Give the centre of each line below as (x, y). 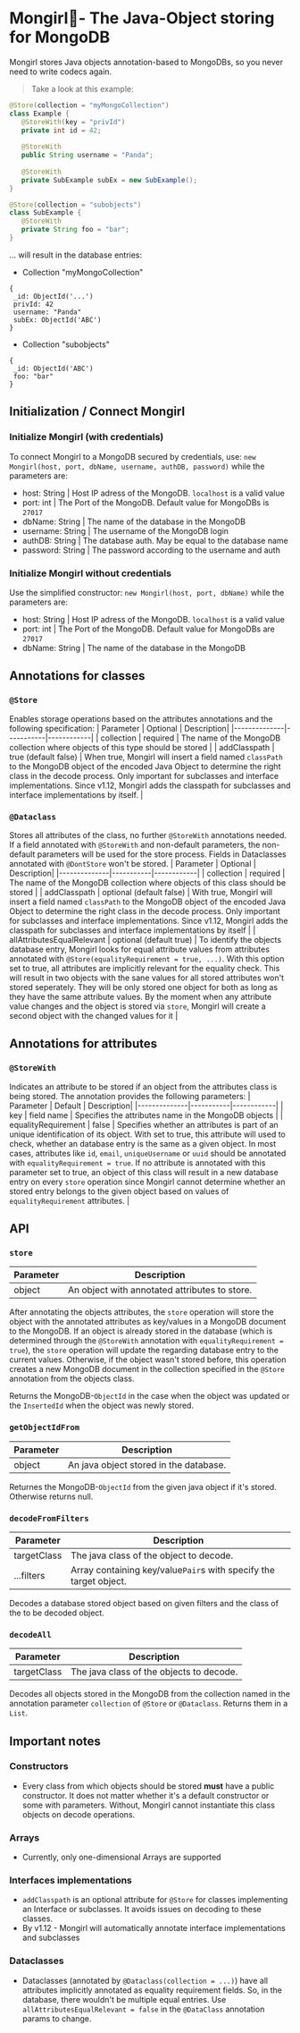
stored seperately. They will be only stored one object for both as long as (144, 987)
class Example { (39, 114)
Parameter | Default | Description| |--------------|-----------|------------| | (146, 1105)
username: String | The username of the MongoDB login (125, 530)
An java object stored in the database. (147, 1464)
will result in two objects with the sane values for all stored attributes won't (146, 978)
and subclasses (51, 1938)
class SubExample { (46, 213)
